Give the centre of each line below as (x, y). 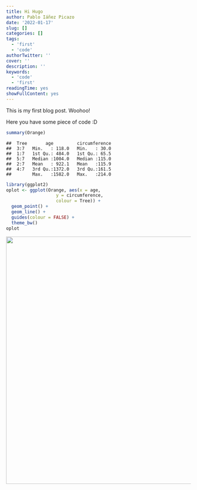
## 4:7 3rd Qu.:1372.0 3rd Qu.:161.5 (59, 169)
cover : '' (18, 61)
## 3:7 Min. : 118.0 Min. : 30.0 (59, 148)
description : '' (26, 66)
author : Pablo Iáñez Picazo (40, 17)
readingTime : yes (27, 88)
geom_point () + (30, 207)
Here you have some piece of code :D (52, 122)
